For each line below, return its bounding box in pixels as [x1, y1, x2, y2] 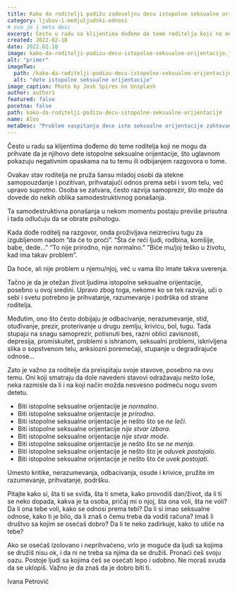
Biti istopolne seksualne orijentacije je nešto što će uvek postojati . [17, 454, 209, 463]
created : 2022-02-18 [7, 37, 68, 44]
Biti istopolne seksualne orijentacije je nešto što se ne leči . [17, 417, 187, 425]
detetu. [7, 388, 28, 396]
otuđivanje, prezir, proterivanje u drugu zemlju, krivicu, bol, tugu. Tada [7, 321, 212, 330]
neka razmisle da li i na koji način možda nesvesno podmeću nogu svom [7, 380, 217, 389]
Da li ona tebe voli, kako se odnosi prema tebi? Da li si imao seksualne [7, 504, 210, 513]
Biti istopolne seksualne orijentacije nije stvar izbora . [17, 424, 171, 432]
